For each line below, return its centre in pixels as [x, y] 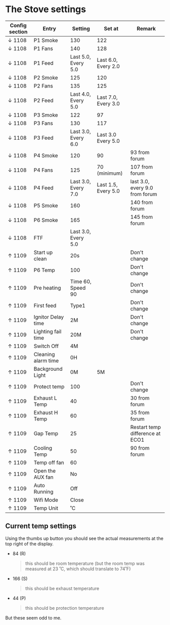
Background [48, 369]
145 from [142, 217]
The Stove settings [46, 9]
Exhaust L [45, 398]
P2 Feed [44, 100]
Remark [146, 28]
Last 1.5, [107, 184]
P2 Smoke [46, 77]
